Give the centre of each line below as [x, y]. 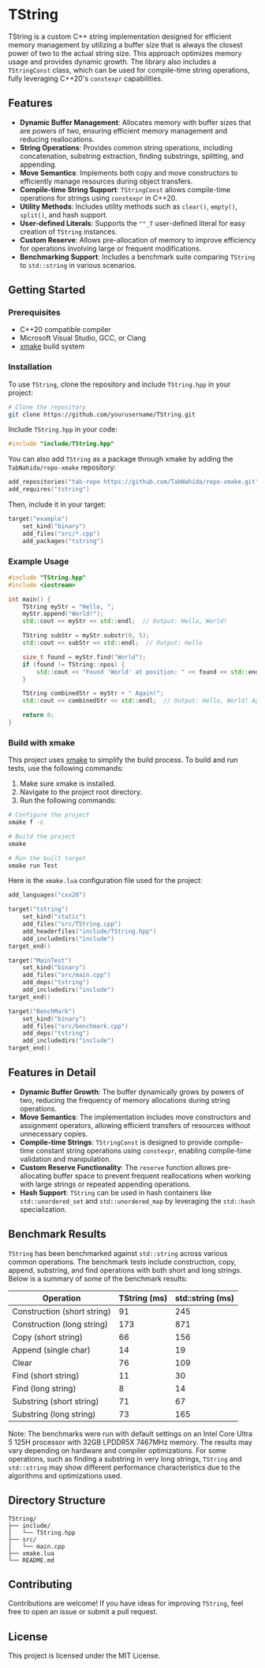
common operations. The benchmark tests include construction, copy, [122, 1262]
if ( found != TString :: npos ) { [74, 664]
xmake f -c [26, 823]
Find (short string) [46, 1376]
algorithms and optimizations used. [65, 1475]
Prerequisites [34, 312]
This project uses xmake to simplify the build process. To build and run [123, 760]
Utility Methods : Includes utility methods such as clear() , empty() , [129, 206]
